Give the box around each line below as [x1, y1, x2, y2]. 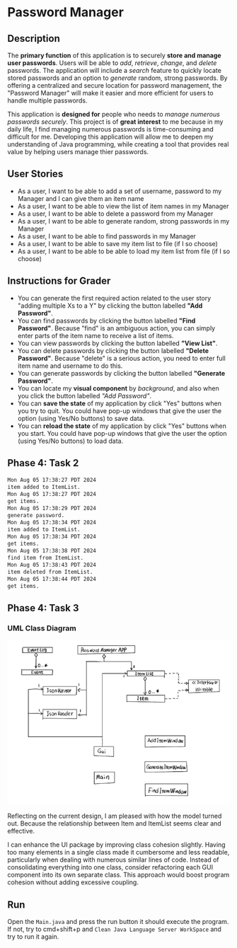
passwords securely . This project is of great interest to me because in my [7, 117, 224, 126]
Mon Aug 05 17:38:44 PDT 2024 [7, 576, 97, 583]
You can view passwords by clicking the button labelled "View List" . [17, 339, 218, 347]
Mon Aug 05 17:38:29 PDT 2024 [7, 505, 97, 512]
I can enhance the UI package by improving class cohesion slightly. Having [7, 840, 226, 849]
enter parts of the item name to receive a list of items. [17, 331, 174, 340]
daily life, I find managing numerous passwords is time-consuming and [7, 125, 214, 133]
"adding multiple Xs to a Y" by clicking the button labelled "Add [17, 301, 203, 310]
